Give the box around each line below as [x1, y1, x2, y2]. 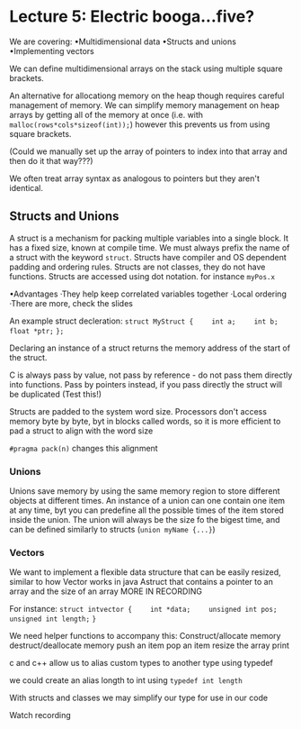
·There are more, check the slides [9, 297, 133, 308]
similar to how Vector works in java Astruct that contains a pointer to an [9, 577, 274, 588]
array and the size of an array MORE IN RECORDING [9, 586, 202, 597]
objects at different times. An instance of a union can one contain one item [9, 496, 286, 506]
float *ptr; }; [9, 326, 65, 335]
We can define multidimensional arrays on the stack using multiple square [9, 63, 283, 74]
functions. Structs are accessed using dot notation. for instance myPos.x [9, 270, 276, 281]
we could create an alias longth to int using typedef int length [9, 675, 243, 686]
